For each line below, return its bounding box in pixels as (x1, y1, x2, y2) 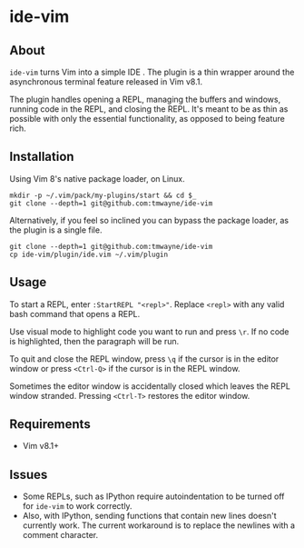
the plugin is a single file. (9, 224, 103, 235)
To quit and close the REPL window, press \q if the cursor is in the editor (9, 353, 279, 364)
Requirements (9, 416, 91, 433)
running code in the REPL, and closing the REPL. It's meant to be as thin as (9, 104, 289, 115)
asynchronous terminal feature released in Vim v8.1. (9, 76, 202, 87)
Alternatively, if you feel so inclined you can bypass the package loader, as (9, 214, 289, 225)
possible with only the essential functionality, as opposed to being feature (9, 114, 286, 124)
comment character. (22, 530, 98, 541)
